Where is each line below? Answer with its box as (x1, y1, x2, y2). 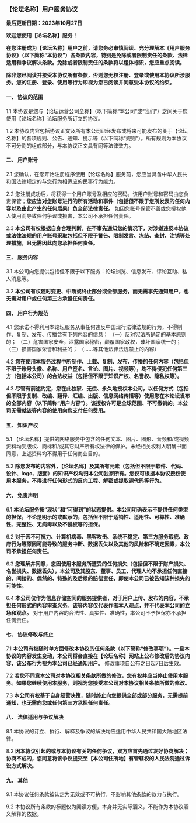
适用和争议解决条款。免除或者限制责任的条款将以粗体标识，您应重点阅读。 (6, 59, 185, 66)
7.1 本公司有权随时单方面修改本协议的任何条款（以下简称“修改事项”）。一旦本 (6, 645, 190, 652)
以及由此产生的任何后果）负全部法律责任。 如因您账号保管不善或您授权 (10, 205, 181, 212)
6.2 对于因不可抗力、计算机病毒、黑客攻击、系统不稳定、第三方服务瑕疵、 (6, 533, 184, 540)
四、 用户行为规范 (6, 309, 48, 317)
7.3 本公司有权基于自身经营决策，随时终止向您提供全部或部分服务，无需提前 (6, 692, 188, 699)
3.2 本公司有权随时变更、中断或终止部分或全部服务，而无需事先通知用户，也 (6, 287, 189, 294)
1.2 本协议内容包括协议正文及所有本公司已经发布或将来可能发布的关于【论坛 (6, 127, 188, 134)
